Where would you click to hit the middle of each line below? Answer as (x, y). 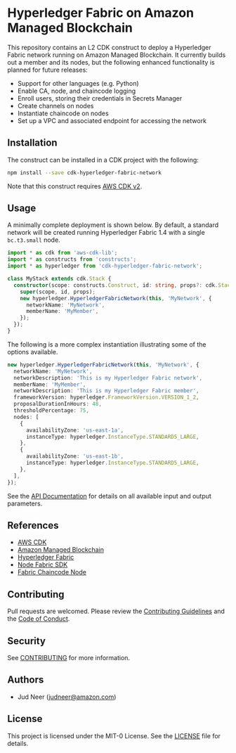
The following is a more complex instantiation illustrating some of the (107, 344)
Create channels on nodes (55, 105)
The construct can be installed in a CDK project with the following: (103, 160)
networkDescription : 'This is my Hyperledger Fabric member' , (106, 391)
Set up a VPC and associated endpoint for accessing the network (112, 120)
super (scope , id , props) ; (58, 292)
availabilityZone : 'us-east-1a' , (75, 430)
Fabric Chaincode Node (52, 572)
